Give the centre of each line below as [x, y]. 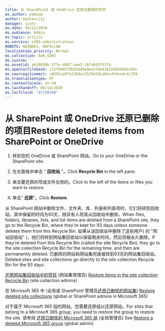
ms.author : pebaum [24, 14]
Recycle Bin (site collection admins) [41, 281]
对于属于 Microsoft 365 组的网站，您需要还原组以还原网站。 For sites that [79, 306]
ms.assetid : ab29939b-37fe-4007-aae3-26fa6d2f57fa [58, 65]
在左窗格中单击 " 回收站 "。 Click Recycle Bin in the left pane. [74, 171]
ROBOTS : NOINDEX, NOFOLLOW [33, 46]
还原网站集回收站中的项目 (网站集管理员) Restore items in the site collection [82, 275]
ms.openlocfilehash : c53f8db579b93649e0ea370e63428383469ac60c [71, 70]
